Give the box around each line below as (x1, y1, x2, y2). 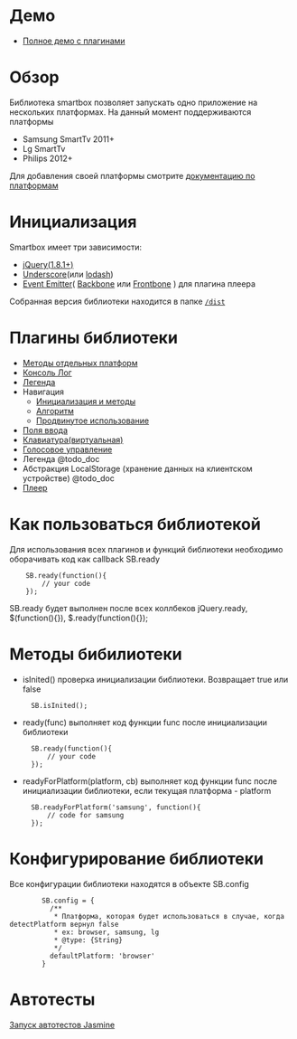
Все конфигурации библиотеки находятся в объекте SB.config (9, 878, 250, 889)
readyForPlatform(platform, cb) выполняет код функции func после (22, 775, 278, 787)
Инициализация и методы (35, 395, 136, 407)
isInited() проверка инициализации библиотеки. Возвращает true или (22, 674, 289, 685)
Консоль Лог (22, 367, 72, 378)
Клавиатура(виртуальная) (22, 434, 124, 445)
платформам (9, 180, 59, 191)
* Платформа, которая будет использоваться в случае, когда (53, 911, 284, 921)
